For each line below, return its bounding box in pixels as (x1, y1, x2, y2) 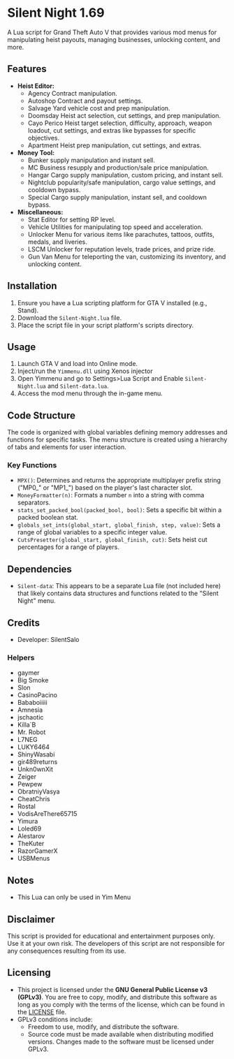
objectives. (27, 133, 60, 142)
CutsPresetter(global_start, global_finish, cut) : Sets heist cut (17, 536, 207, 544)
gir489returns (17, 758, 58, 766)
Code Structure (7, 409, 75, 421)
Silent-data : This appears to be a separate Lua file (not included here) (17, 582, 221, 590)
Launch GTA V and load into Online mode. (17, 360, 138, 368)
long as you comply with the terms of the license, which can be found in (17, 1000, 225, 1009)
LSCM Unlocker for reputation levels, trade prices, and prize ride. (27, 244, 216, 253)
